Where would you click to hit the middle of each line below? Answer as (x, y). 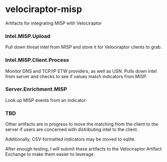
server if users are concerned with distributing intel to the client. (72, 129)
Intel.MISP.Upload (28, 36)
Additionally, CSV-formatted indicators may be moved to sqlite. (70, 139)
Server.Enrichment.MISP (36, 89)
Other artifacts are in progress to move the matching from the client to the (82, 124)
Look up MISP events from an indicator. (46, 100)
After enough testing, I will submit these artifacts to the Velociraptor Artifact (83, 149)
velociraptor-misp (44, 9)
